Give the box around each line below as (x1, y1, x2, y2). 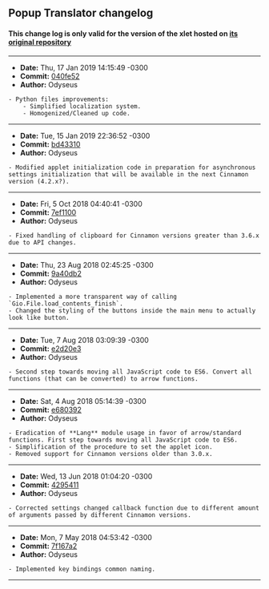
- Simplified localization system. (22, 102, 142, 111)
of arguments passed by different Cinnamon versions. (8, 510, 192, 519)
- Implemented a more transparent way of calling (8, 292, 178, 301)
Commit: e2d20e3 (19, 344, 82, 353)
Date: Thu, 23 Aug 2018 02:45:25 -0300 (19, 260, 154, 269)
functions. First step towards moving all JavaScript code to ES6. (8, 436, 239, 444)
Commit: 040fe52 (19, 71, 80, 81)
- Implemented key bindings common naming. (8, 565, 156, 573)
